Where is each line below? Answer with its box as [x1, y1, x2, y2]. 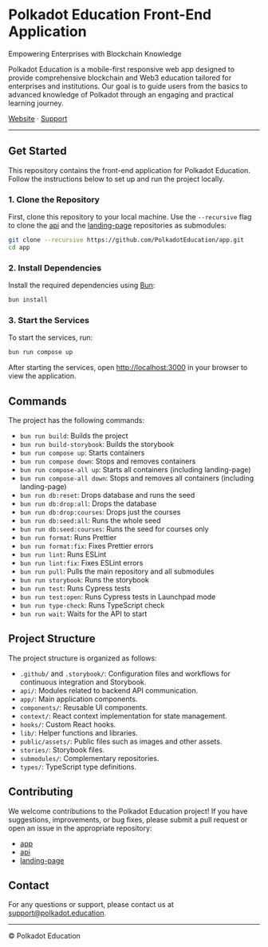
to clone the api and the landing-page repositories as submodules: [8, 221, 227, 231]
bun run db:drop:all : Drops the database [19, 499, 157, 508]
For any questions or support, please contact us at [8, 900, 174, 910]
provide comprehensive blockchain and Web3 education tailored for [8, 73, 232, 82]
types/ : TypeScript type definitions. [19, 762, 137, 771]
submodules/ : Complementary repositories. [19, 753, 160, 763]
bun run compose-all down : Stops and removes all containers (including [19, 473, 254, 483]
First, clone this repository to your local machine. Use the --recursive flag [8, 212, 252, 222]
